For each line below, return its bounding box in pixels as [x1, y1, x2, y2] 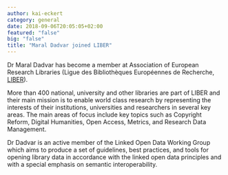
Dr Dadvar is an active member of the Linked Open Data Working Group [7, 139, 211, 146]
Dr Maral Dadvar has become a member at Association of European [7, 61, 199, 69]
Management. [7, 125, 47, 133]
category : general [7, 16, 60, 23]
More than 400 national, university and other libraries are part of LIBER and [7, 89, 220, 97]
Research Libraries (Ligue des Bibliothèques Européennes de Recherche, [7, 68, 215, 76]
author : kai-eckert [7, 10, 63, 17]
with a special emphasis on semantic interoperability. [7, 161, 158, 168]
